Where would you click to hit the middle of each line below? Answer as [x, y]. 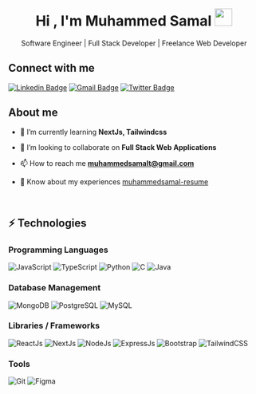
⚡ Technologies [47, 223]
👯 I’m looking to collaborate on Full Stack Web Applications [118, 147]
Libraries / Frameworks [54, 325]
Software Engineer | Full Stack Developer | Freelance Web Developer [134, 43]
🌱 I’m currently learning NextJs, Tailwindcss [93, 132]
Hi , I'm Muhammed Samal [124, 21]
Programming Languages [59, 250]
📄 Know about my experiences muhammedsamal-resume [114, 181]
